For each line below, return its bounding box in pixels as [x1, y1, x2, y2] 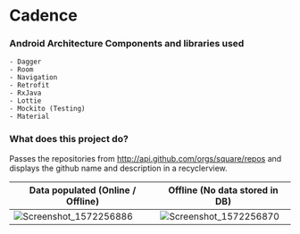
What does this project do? [9, 133, 129, 146]
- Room [9, 65, 34, 74]
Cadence [9, 5, 78, 26]
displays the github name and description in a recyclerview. [9, 163, 228, 173]
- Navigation [9, 73, 58, 82]
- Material [9, 113, 50, 121]
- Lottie [9, 96, 42, 105]
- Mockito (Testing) [9, 104, 87, 113]
